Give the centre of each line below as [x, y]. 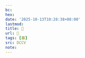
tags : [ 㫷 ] [17, 38]
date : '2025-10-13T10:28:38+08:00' [43, 19]
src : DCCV [16, 43]
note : [11, 47]
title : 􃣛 [15, 29]
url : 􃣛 [12, 33]
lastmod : [15, 24]
